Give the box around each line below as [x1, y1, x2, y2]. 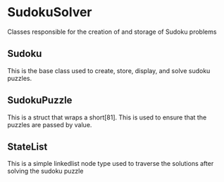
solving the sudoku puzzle [7, 167, 84, 176]
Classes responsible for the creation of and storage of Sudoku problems [7, 27, 217, 36]
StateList [7, 141, 48, 152]
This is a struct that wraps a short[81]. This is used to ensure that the [7, 113, 207, 122]
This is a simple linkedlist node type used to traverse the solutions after [7, 160, 214, 168]
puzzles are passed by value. [7, 120, 92, 129]
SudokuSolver [7, 4, 93, 20]
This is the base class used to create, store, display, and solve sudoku [7, 66, 211, 74]
